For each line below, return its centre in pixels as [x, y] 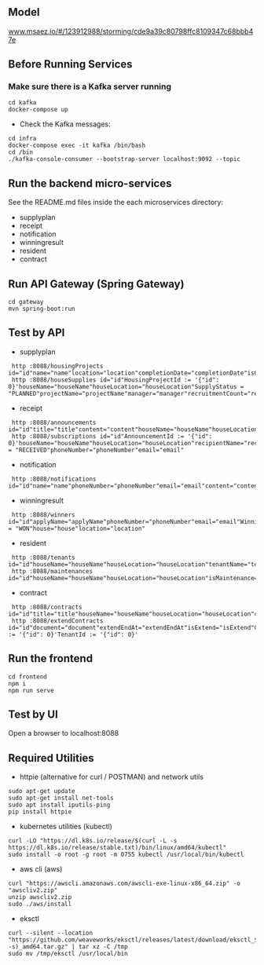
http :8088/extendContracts [57, 621]
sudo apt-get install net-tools [61, 799]
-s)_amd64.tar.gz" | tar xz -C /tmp [68, 947]
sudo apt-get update [42, 791]
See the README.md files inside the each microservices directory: [116, 203]
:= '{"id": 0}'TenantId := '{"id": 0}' [73, 634]
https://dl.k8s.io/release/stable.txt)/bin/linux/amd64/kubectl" [117, 848]
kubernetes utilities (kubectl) [66, 827]
